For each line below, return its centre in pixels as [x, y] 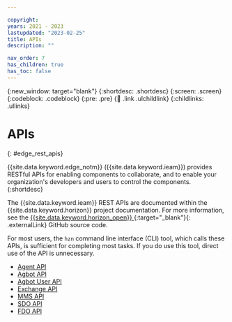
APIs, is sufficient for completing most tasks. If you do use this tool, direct [113, 245]
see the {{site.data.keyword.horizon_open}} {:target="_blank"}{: [99, 217]
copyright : [23, 20]
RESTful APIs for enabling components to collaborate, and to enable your [112, 174]
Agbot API [32, 274]
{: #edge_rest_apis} [35, 153]
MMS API [31, 296]
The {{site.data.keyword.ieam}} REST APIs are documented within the [107, 202]
